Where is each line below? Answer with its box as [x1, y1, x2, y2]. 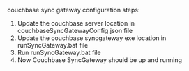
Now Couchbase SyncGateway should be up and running [17, 56, 183, 64]
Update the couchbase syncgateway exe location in [17, 34, 167, 42]
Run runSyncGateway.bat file [17, 48, 101, 57]
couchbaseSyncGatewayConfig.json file [17, 27, 133, 34]
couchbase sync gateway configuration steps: [7, 6, 140, 14]
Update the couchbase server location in [17, 19, 135, 27]
